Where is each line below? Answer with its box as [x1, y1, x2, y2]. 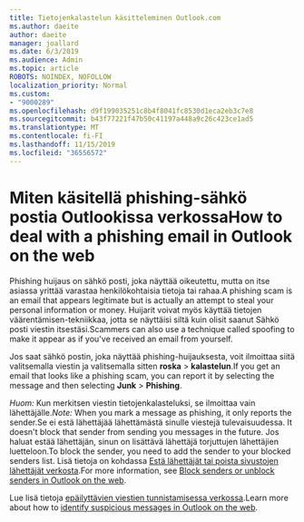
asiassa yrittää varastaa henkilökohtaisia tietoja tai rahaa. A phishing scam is [9, 285, 293, 296]
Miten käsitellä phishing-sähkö [9, 187, 248, 208]
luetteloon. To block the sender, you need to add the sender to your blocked [9, 446, 291, 457]
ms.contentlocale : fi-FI [9, 132, 103, 141]
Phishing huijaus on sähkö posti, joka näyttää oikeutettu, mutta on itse [9, 275, 270, 286]
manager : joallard [9, 38, 79, 48]
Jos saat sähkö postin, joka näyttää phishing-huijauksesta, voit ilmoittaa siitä [9, 350, 295, 361]
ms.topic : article [9, 64, 79, 74]
